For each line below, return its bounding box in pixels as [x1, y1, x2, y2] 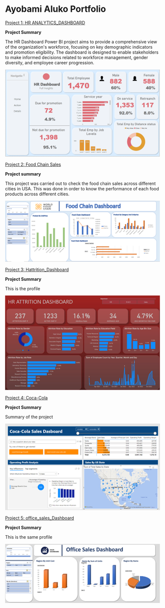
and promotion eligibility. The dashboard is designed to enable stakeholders [5, 49, 159, 55]
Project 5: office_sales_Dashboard [5, 515, 75, 521]
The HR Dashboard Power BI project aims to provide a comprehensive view [5, 38, 157, 45]
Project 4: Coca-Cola [5, 395, 48, 400]
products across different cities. [5, 191, 70, 197]
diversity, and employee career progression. [5, 60, 95, 65]
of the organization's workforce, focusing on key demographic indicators [5, 44, 153, 50]
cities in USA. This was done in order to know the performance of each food [5, 185, 160, 191]
